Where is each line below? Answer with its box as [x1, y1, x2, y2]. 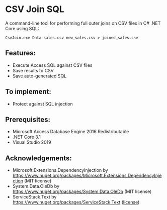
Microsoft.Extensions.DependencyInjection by [12, 167, 108, 173]
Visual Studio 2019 [12, 139, 51, 145]
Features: [5, 49, 36, 57]
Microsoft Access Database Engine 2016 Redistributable [12, 129, 129, 135]
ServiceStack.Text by [12, 194, 57, 200]
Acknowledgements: [5, 154, 72, 162]
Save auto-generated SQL [12, 73, 67, 79]
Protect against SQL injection [12, 100, 73, 107]
